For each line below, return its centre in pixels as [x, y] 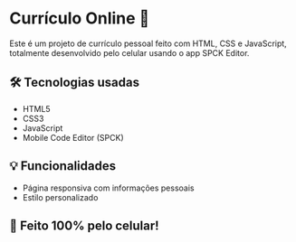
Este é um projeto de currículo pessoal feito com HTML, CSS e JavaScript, [148, 43]
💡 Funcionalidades [62, 166]
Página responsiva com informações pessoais [108, 188]
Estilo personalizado [60, 197]
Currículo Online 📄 [80, 19]
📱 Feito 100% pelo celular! [85, 225]
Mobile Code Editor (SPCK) [73, 137]
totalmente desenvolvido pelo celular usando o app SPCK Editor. [129, 52]
